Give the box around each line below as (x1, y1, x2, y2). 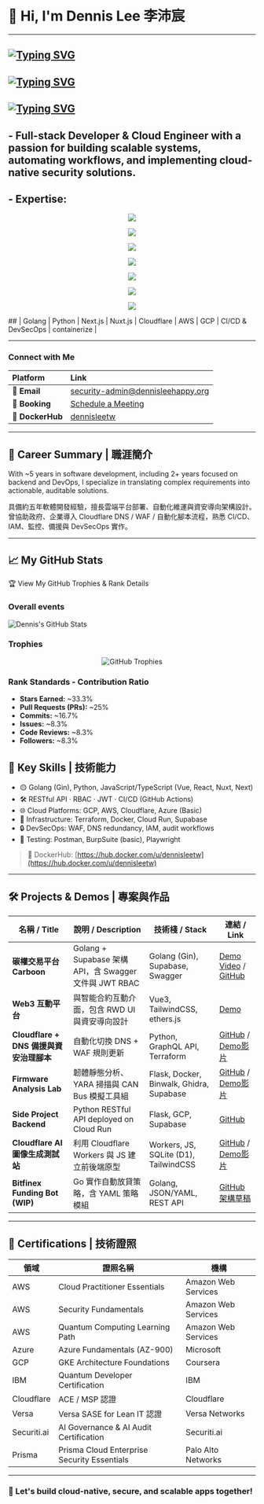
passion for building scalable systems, (8, 141, 202, 154)
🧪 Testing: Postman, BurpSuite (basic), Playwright (19, 834, 181, 844)
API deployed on (73, 1113, 134, 1124)
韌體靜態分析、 (73, 1067, 129, 1078)
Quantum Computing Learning (58, 1322, 170, 1333)
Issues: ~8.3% (19, 719, 68, 729)
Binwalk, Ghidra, (148, 1078, 210, 1089)
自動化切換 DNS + (73, 1035, 139, 1046)
